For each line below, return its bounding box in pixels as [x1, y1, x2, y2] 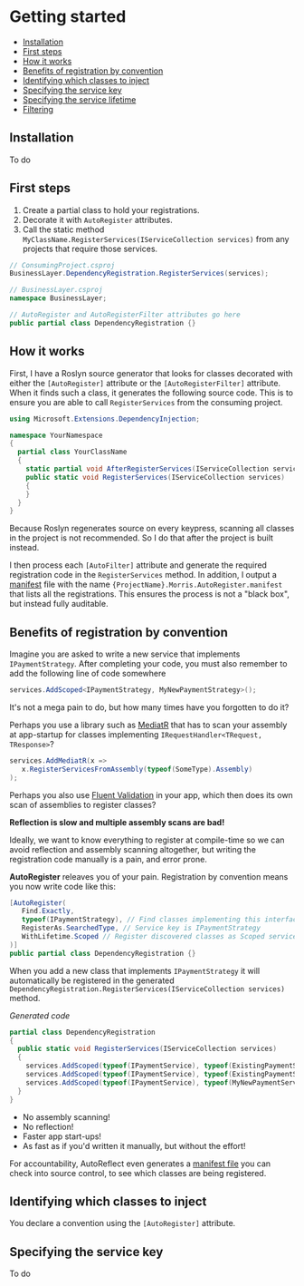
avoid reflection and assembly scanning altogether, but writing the [9, 843, 256, 854]
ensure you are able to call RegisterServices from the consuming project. [9, 396, 283, 407]
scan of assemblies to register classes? [9, 799, 157, 810]
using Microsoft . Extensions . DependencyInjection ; [9, 414, 201, 424]
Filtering [22, 103, 54, 114]
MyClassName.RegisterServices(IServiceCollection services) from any [22, 233, 290, 244]
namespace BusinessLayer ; [9, 294, 107, 303]
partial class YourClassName [17, 447, 128, 457]
